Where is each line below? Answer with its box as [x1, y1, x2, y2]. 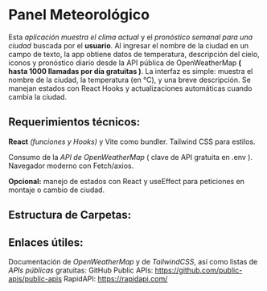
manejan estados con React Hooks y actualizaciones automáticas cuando [8, 83, 253, 93]
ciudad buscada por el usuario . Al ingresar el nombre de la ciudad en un [8, 40, 249, 50]
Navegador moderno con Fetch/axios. [8, 161, 134, 170]
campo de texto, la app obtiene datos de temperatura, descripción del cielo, [8, 49, 260, 59]
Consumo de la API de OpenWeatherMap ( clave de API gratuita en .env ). [8, 152, 253, 162]
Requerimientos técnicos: [8, 115, 141, 129]
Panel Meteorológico [8, 6, 150, 24]
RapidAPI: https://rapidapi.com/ [64, 273, 168, 283]
